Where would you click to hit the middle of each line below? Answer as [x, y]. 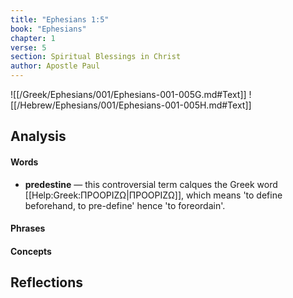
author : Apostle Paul [55, 66]
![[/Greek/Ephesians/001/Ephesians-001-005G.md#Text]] [128, 94]
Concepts [31, 251]
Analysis [38, 136]
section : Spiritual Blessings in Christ [96, 57]
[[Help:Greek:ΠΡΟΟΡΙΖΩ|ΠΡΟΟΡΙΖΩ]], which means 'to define [153, 195]
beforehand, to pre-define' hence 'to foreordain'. [125, 205]
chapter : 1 [33, 38]
